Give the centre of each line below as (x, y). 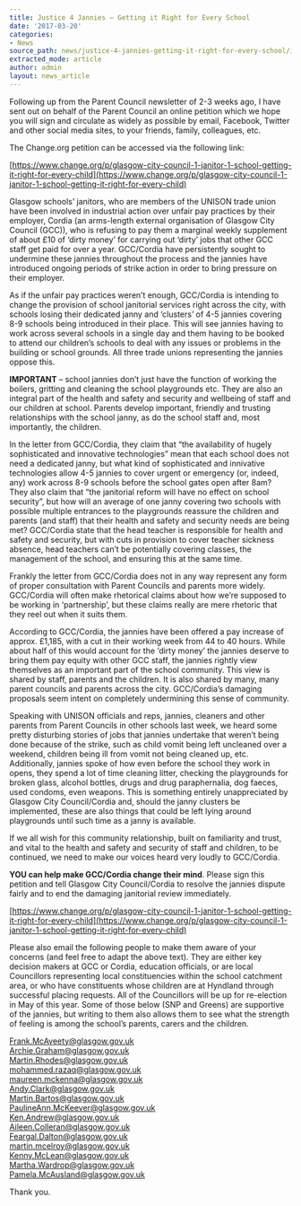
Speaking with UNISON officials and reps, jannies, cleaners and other (138, 715)
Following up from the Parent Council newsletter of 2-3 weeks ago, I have (145, 101)
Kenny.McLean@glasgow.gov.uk (69, 1155)
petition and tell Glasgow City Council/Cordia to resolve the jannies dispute (147, 884)
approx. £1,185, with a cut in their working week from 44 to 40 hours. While (147, 641)
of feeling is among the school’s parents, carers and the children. (129, 1023)
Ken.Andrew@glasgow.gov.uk (64, 1117)
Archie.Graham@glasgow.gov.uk (69, 1050)
